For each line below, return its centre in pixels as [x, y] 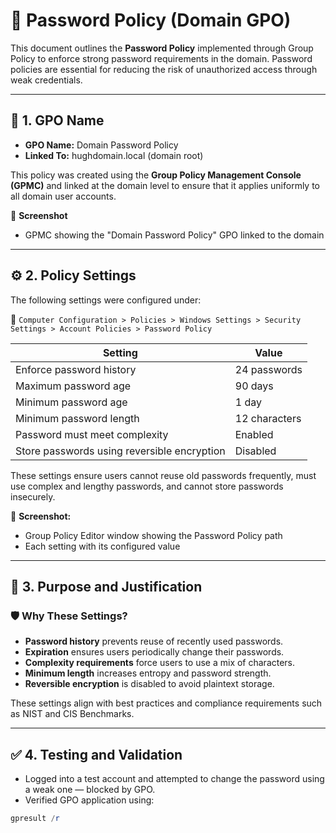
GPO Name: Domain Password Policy [101, 145]
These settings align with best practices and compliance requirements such [166, 703]
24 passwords [268, 369]
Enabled [254, 434]
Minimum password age [71, 402]
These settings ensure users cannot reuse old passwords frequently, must [163, 475]
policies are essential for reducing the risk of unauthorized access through [164, 69]
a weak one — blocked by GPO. [90, 790]
